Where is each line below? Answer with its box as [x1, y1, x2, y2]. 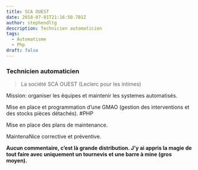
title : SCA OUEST [6, 8, 49, 15]
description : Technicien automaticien [6, 25, 102, 32]
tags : [6, 31, 20, 37]
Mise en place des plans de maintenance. [6, 121, 108, 128]
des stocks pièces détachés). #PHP [6, 110, 94, 117]
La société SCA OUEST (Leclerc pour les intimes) [20, 81, 142, 88]
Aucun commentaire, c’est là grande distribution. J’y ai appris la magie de [6, 144, 192, 152]
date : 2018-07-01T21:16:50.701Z [6, 14, 86, 20]
